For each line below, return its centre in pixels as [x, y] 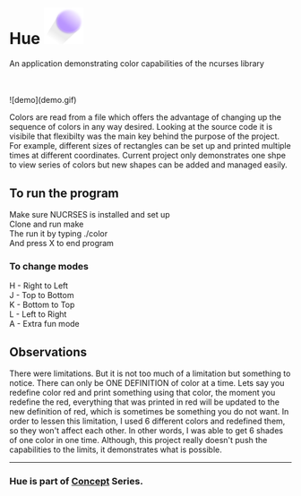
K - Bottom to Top [42, 305]
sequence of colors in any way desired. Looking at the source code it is [141, 127]
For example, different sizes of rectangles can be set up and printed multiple [150, 146]
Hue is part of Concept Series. [76, 482]
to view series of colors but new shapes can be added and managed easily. [149, 165]
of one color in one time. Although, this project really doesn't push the [138, 440]
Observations [48, 352]
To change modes [49, 266]
